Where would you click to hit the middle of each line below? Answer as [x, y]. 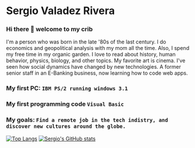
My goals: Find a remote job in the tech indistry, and [87, 120]
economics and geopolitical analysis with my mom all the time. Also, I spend [98, 48]
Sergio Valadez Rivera [61, 11]
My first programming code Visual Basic [65, 104]
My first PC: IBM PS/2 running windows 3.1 [67, 88]
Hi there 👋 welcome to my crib [49, 29]
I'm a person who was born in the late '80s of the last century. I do [86, 42]
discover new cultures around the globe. [66, 127]
